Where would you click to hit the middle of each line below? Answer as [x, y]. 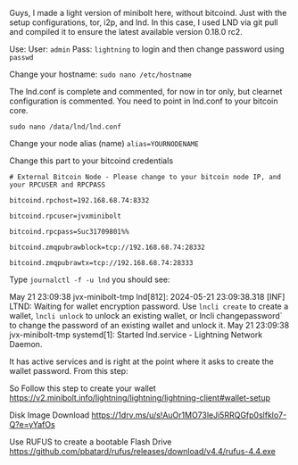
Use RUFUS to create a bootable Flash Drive [91, 442]
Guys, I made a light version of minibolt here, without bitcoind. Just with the [148, 13]
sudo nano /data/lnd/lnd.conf [66, 127]
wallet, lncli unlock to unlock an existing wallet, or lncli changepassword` [146, 316]
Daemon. [26, 344]
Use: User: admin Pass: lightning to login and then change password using [147, 49]
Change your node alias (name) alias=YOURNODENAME [104, 143]
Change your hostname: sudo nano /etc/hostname [100, 74]
